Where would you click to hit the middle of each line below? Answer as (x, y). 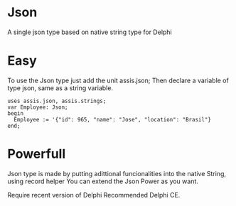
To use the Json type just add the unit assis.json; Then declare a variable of (118, 80)
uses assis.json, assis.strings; (57, 101)
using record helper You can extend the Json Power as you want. (103, 181)
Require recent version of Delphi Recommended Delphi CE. (94, 195)
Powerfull (37, 154)
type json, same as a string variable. (60, 88)
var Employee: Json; (38, 107)
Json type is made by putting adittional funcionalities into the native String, (117, 173)
